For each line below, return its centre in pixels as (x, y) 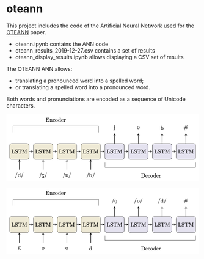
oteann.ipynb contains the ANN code (62, 44)
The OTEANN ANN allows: (39, 68)
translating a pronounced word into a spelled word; (79, 81)
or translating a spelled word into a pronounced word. (83, 87)
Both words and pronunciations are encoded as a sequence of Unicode (96, 99)
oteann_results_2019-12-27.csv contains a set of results (85, 50)
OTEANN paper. (27, 32)
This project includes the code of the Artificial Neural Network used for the (100, 26)
